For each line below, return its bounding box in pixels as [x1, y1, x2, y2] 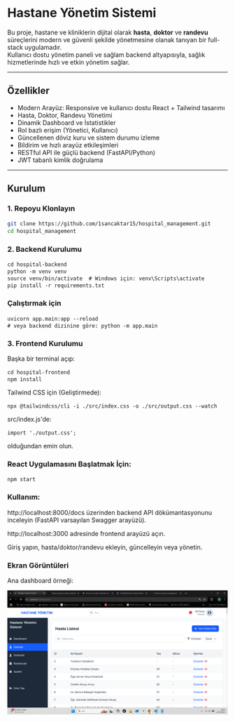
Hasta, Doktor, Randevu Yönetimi [17, 111, 113, 119]
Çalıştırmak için [7, 298, 62, 308]
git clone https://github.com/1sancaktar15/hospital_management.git [7, 220, 211, 227]
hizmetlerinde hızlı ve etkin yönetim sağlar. [7, 58, 130, 66]
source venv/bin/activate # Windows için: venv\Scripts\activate [7, 275, 205, 282]
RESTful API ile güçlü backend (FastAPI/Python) [17, 148, 156, 156]
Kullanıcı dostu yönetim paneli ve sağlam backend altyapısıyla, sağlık [7, 51, 206, 59]
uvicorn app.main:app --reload [7, 315, 99, 322]
